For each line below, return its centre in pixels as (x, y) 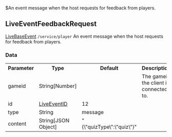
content (17, 124)
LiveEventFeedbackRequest (51, 24)
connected (155, 89)
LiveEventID (53, 104)
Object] (48, 127)
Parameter (21, 68)
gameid (17, 86)
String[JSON (54, 121)
